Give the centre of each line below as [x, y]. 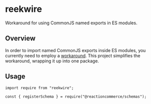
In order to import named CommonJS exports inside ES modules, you [75, 50]
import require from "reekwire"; [39, 88]
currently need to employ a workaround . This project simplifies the [73, 55]
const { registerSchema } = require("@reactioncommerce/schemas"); [76, 97]
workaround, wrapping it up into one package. [52, 61]
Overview [20, 38]
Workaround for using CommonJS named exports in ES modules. [71, 23]
